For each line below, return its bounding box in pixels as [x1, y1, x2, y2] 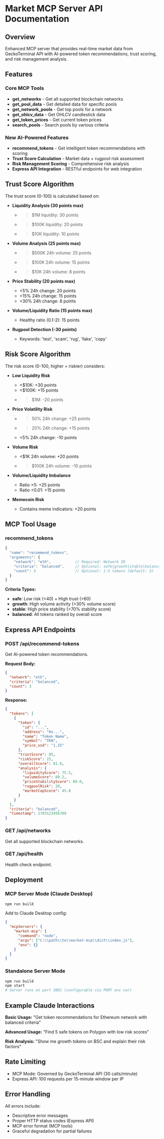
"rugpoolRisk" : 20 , [22, 784, 62, 789]
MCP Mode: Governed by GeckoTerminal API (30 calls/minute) [12, 1071, 138, 1076]
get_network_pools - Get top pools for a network [12, 106, 112, 112]
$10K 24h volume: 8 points [31, 269, 85, 274]
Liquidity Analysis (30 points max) [12, 202, 84, 208]
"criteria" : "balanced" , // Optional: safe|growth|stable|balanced [14, 564, 163, 569]
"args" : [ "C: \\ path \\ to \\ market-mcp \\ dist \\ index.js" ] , [18, 938, 134, 943]
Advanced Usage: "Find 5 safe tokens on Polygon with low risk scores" [5, 1029, 149, 1034]
